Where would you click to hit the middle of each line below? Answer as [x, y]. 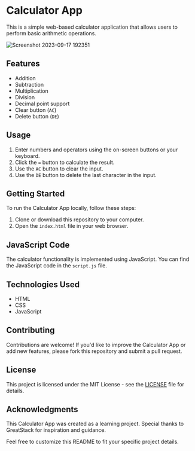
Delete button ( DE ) [37, 116]
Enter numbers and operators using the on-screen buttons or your [96, 150]
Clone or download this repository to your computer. [79, 220]
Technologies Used [43, 284]
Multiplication [32, 91]
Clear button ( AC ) [36, 110]
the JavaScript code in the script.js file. [57, 266]
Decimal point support [42, 103]
